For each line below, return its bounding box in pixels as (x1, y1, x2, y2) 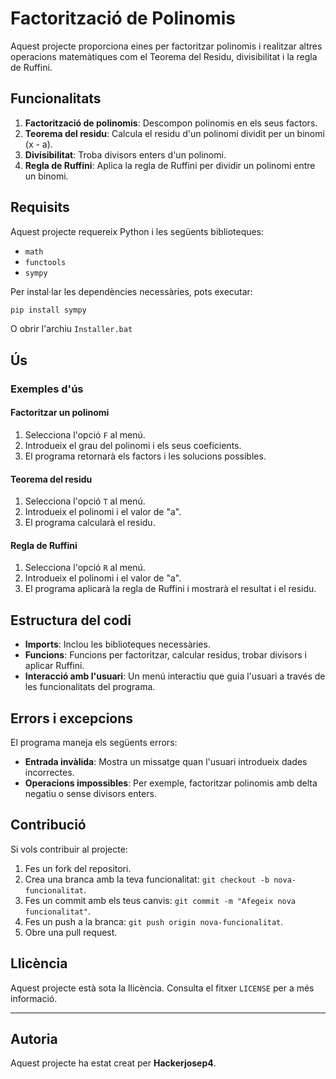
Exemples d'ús (10, 382, 84, 396)
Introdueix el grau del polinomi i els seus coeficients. (24, 439, 242, 451)
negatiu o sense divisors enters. (24, 787, 157, 799)
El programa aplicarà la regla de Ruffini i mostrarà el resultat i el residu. (24, 583, 317, 595)
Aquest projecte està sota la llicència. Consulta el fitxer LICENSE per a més (10, 982, 315, 994)
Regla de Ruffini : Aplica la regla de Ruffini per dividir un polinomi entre (24, 159, 316, 171)
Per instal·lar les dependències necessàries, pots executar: (10, 285, 253, 297)
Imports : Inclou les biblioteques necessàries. (24, 638, 211, 651)
